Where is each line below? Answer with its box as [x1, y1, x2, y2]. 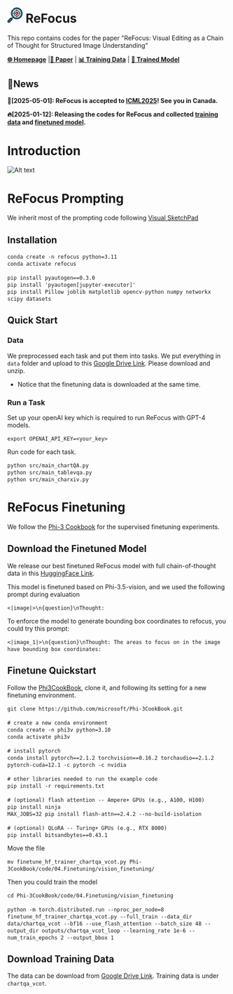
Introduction [7, 142, 81, 159]
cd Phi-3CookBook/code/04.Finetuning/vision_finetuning [7, 892, 174, 899]
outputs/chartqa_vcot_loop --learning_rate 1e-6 [41, 927, 187, 934]
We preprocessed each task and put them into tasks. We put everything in [7, 351, 221, 360]
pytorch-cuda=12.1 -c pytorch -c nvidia [7, 761, 127, 768]
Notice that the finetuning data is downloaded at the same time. [17, 380, 201, 389]
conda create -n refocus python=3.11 [7, 253, 118, 261]
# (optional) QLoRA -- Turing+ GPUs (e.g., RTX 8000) [7, 824, 168, 831]
